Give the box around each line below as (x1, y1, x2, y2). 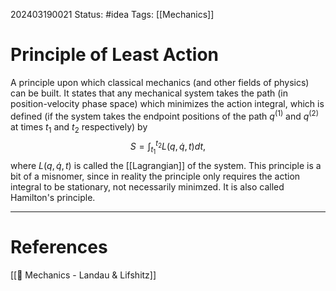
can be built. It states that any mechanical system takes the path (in (10, 87, 289, 99)
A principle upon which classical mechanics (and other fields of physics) (10, 76, 310, 88)
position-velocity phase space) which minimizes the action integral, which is (10, 97, 325, 109)
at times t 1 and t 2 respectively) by (10, 120, 148, 135)
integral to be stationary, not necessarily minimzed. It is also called (10, 181, 285, 193)
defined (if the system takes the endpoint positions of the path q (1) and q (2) (10, 108, 319, 122)
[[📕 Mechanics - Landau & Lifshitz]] (10, 269, 157, 281)
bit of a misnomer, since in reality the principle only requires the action (10, 170, 301, 183)
